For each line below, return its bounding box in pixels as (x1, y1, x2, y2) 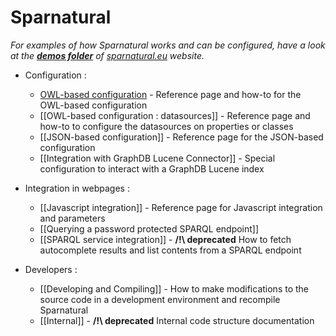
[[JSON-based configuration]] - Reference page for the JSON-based (39, 131, 324, 143)
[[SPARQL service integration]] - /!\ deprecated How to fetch (39, 233, 292, 245)
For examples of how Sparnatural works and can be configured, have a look (10, 39, 326, 51)
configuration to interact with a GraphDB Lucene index (39, 162, 265, 175)
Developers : (24, 263, 78, 275)
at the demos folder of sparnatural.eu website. (10, 49, 205, 61)
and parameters (39, 212, 106, 224)
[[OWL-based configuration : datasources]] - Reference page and (39, 109, 311, 121)
